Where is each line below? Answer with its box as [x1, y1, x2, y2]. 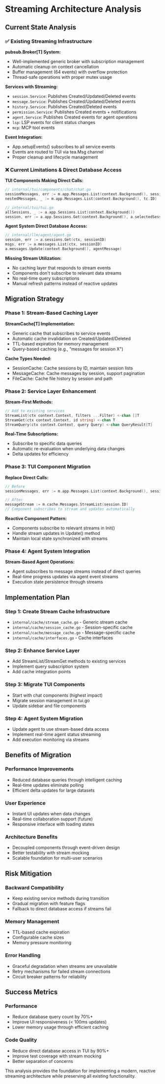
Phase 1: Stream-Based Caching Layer [5, 310, 98, 316]
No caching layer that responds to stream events [12, 265, 111, 271]
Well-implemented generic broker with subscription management [12, 58, 144, 64]
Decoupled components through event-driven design [12, 845, 120, 851]
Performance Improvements [5, 766, 74, 773]
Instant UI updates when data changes [12, 810, 91, 816]
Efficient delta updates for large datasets [12, 787, 95, 793]
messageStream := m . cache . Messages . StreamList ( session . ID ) [5, 502, 129, 507]
